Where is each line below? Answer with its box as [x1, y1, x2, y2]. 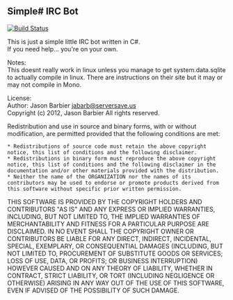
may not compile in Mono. [7, 80, 82, 89]
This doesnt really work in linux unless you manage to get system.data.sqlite [7, 65, 226, 74]
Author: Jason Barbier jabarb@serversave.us [7, 101, 137, 110]
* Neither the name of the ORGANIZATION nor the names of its [7, 173, 191, 180]
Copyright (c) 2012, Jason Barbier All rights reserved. [7, 108, 160, 117]
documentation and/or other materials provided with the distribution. [7, 167, 219, 174]
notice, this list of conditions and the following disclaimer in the [7, 161, 216, 168]
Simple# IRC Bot [7, 6, 79, 17]
